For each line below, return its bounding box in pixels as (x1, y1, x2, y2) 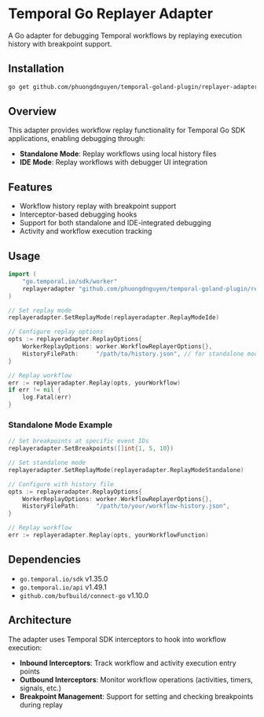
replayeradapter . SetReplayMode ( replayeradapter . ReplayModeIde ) (8, 314, 220, 321)
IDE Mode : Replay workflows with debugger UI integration (19, 158, 208, 167)
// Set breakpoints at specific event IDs (8, 437, 149, 445)
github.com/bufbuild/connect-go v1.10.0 (19, 590, 149, 600)
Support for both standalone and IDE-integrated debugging (19, 218, 211, 228)
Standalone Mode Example (8, 419, 113, 430)
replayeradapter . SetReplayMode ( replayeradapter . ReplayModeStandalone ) (8, 466, 244, 474)
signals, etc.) (19, 683, 61, 693)
